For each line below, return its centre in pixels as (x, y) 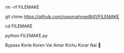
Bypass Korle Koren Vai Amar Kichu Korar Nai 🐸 (53, 45)
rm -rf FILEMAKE (22, 7)
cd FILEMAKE (19, 26)
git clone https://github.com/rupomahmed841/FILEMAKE (62, 16)
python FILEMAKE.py (26, 36)
